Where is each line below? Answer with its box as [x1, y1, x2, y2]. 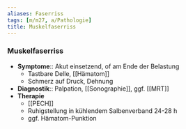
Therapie [17, 91, 45, 100]
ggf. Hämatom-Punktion [27, 114, 97, 122]
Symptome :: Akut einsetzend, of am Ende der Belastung [17, 62, 180, 70]
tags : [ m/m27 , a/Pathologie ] [7, 17, 92, 24]
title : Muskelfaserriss [7, 23, 77, 30]
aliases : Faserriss [7, 10, 64, 17]
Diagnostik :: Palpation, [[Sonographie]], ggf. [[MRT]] [17, 84, 169, 93]
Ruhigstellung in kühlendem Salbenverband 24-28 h [27, 106, 178, 115]
